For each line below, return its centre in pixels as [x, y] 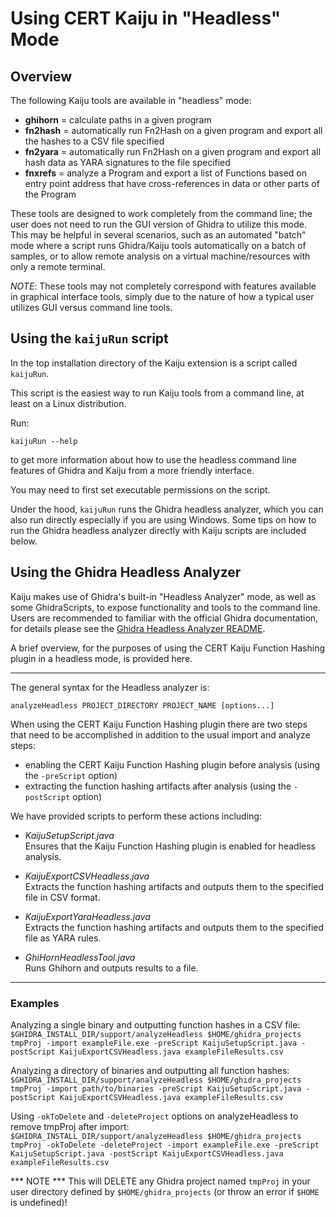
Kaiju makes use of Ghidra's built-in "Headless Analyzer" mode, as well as [163, 596]
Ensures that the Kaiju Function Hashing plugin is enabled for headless [170, 846]
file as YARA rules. [63, 938]
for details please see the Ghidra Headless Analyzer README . [138, 628]
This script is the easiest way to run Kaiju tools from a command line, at [157, 393]
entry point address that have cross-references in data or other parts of [172, 183]
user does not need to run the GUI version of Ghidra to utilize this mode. [158, 224]
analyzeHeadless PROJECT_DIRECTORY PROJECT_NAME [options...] [142, 705]
